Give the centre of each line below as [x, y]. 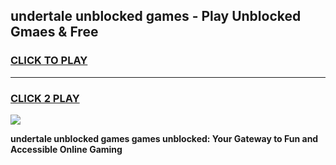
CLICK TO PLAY [49, 61]
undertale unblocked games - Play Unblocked [156, 16]
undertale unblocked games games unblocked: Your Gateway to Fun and [164, 138]
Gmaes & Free [54, 32]
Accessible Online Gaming [66, 149]
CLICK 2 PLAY [45, 98]
